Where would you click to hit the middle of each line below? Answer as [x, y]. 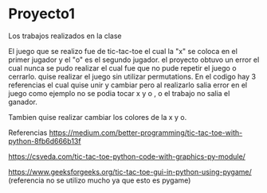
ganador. [23, 102]
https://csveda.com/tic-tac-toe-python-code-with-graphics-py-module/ [127, 156]
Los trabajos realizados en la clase [65, 36]
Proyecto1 [42, 14]
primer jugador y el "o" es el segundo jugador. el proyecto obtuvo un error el [134, 60]
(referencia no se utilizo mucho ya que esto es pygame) [100, 180]
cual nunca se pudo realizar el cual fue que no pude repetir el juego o [122, 68]
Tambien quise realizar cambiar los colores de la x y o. [98, 117]
